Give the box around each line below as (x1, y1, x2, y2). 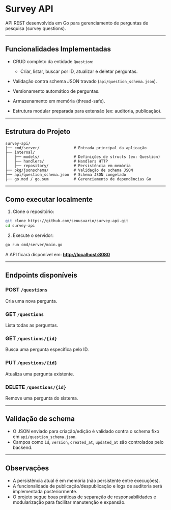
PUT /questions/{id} (5, 359, 58, 366)
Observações (5, 464, 49, 473)
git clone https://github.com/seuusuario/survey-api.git (5, 219, 129, 224)
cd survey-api (5, 223, 36, 228)
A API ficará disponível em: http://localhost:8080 (5, 252, 110, 257)
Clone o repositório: (12, 208, 54, 214)
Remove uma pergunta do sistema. (5, 395, 78, 401)
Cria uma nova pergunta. (5, 298, 58, 304)
